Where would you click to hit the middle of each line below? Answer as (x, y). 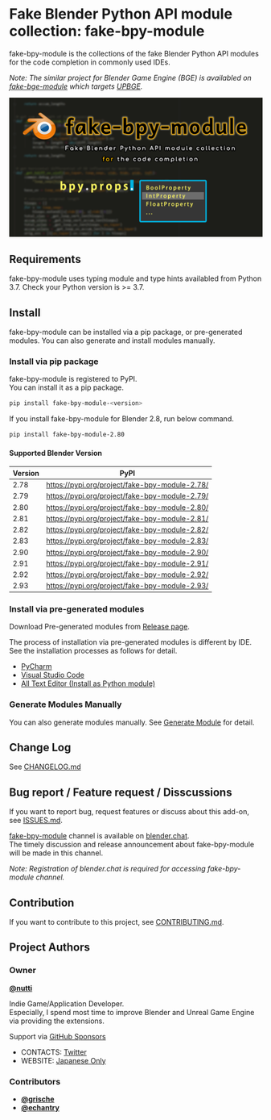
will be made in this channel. (56, 853)
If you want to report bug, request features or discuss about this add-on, (129, 812)
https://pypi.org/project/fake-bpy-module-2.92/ (127, 575)
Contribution (42, 903)
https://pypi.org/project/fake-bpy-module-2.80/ (127, 507)
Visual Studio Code (53, 675)
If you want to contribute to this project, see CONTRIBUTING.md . (117, 921)
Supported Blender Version (56, 453)
